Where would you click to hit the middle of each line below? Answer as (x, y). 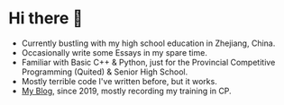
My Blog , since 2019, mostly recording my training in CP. (126, 91)
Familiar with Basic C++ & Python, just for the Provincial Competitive (148, 62)
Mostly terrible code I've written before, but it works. (119, 81)
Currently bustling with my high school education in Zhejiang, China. (148, 43)
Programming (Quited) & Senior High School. (105, 72)
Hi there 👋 (46, 18)
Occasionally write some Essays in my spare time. (115, 52)
